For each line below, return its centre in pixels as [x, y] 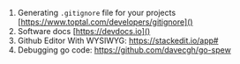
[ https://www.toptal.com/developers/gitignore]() [105, 22]
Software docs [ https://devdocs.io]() [84, 31]
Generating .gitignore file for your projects [97, 13]
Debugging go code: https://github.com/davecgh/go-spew [124, 50]
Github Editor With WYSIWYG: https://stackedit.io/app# [118, 40]
